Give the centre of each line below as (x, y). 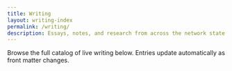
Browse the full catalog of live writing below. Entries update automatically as (116, 53)
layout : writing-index (40, 20)
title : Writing (29, 14)
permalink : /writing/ (39, 26)
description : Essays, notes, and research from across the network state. (118, 33)
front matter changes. (38, 61)
